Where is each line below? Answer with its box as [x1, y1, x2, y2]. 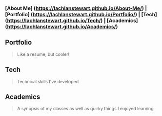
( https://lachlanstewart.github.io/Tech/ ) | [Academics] [5, 17, 138, 24]
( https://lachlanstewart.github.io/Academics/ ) [5, 23, 118, 30]
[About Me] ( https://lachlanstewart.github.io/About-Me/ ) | [5, 5, 147, 12]
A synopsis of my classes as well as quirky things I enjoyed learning [17, 106, 154, 112]
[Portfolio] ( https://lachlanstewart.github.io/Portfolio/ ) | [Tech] [5, 11, 157, 18]
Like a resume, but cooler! [17, 51, 70, 57]
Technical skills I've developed [17, 78, 79, 84]
